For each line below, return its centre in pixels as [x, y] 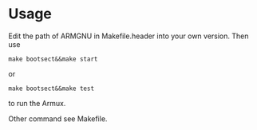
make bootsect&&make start [53, 59]
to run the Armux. [37, 103]
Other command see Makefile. [58, 118]
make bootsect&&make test [51, 89]
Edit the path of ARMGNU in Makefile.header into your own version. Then [128, 36]
